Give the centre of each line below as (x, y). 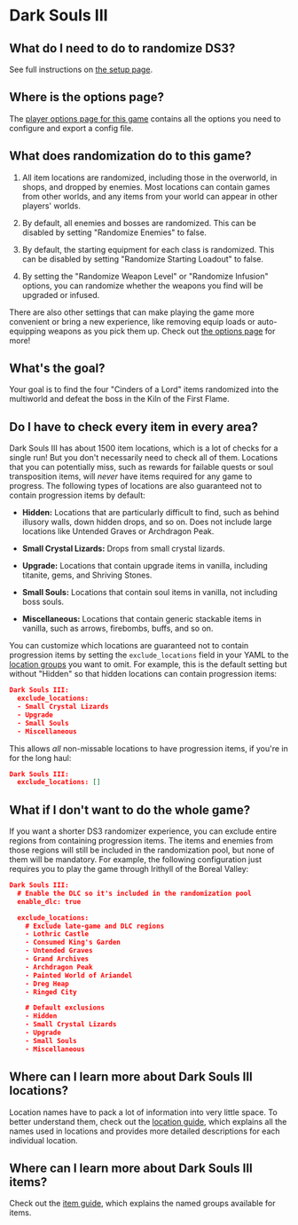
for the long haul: (40, 758)
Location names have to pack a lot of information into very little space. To (143, 1112)
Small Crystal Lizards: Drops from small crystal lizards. (123, 549)
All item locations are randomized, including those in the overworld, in (149, 177)
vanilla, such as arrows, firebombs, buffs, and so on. (118, 628)
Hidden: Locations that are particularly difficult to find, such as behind (150, 513)
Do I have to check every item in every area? (134, 427)
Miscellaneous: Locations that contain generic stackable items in (141, 619)
